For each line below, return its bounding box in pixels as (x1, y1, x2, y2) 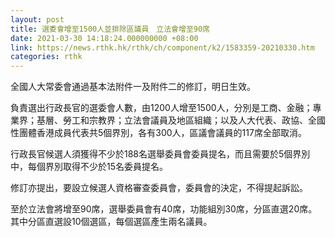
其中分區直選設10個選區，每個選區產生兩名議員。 (10, 216, 213, 228)
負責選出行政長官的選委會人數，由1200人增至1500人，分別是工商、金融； (10, 102, 313, 114)
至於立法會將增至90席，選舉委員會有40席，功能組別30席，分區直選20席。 (10, 203, 318, 215)
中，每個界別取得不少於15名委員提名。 (10, 161, 168, 173)
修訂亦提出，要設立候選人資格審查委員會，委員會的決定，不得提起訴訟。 (10, 182, 308, 194)
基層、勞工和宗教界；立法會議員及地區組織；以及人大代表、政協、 (36, 114, 308, 126)
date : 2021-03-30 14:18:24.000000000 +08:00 (10, 33, 199, 43)
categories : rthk (10, 52, 83, 62)
